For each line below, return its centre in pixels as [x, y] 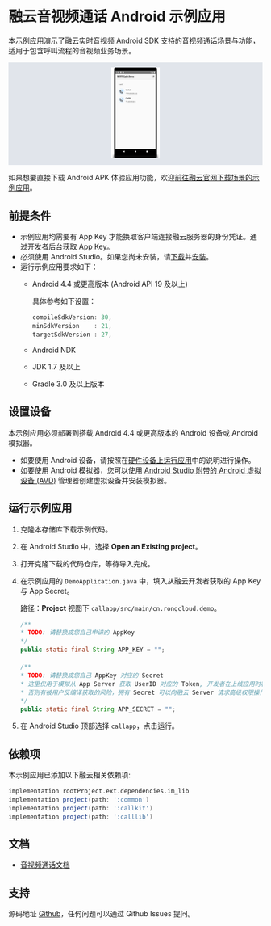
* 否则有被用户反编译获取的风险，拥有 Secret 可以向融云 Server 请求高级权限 [137, 692]
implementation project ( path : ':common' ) [79, 800]
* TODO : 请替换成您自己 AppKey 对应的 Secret [92, 676]
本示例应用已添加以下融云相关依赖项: [70, 774]
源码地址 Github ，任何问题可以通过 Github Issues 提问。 [102, 914]
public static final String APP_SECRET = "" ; [98, 709]
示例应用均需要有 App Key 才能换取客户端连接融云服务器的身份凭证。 [135, 237]
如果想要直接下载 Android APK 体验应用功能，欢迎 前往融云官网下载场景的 [130, 178]
